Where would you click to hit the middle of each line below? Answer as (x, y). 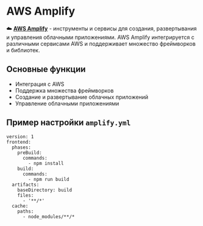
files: (26, 195)
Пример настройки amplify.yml (69, 123)
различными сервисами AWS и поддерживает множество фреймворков (101, 43)
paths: (26, 211)
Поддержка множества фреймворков (64, 90)
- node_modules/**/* (48, 217)
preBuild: (30, 153)
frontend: (19, 142)
